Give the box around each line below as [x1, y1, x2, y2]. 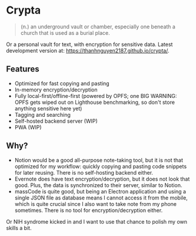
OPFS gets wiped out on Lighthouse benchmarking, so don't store [14, 99, 175, 106]
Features [6, 64, 39, 74]
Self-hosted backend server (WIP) [14, 117, 98, 124]
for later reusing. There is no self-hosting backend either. [14, 169, 154, 176]
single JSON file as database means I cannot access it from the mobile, [14, 194, 188, 201]
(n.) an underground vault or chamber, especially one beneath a [20, 23, 175, 30]
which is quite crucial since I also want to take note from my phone [14, 200, 177, 207]
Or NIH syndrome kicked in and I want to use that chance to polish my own [6, 218, 187, 225]
